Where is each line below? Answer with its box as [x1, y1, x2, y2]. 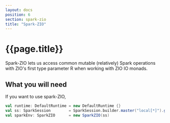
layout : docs [5, 7, 33, 13]
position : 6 [5, 12, 30, 17]
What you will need [5, 80, 67, 89]
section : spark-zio [5, 17, 47, 22]
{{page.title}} [5, 44, 63, 55]
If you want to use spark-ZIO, [5, 94, 66, 99]
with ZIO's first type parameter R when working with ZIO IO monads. [5, 65, 148, 71]
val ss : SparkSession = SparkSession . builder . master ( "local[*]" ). [5, 108, 164, 113]
